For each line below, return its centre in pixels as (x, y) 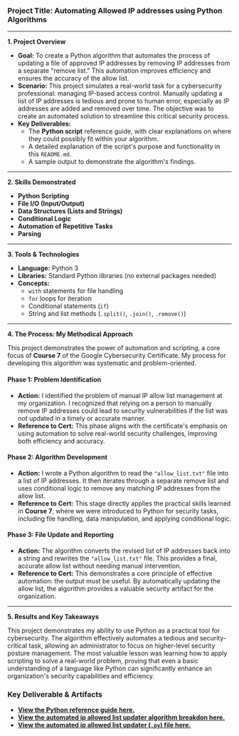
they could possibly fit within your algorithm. (93, 139)
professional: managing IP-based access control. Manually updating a (120, 93)
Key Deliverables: (44, 124)
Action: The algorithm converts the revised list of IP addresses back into (124, 551)
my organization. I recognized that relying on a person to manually (115, 403)
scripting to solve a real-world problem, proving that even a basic (103, 660)
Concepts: (33, 283)
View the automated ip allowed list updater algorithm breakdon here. (121, 717)
